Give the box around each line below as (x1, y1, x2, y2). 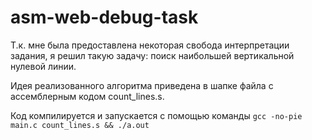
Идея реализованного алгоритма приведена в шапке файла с (10, 79, 274, 91)
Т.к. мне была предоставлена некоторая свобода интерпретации (10, 39, 290, 51)
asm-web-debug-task (10, 6, 199, 29)
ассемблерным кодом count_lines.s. (10, 90, 165, 102)
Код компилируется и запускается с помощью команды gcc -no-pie (10, 109, 303, 121)
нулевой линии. (10, 60, 77, 72)
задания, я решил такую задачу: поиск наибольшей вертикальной (10, 49, 295, 61)
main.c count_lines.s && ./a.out (10, 120, 150, 130)
